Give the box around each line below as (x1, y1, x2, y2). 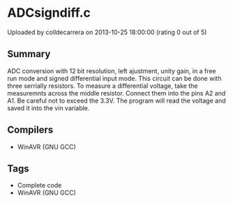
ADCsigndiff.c (7, 5, 91, 21)
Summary (7, 48, 51, 60)
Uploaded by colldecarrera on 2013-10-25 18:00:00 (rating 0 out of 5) (7, 28, 207, 36)
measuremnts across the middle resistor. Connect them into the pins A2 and (7, 89, 226, 97)
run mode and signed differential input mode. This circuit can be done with (7, 74, 222, 82)
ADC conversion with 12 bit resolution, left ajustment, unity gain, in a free (7, 66, 216, 75)
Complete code (17, 181, 62, 190)
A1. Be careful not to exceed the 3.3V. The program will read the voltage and (7, 96, 226, 105)
